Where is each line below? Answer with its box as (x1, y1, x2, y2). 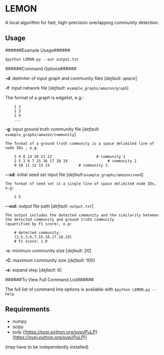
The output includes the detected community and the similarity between (5, 212, 159, 217)
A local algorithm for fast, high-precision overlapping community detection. (5, 19, 159, 25)
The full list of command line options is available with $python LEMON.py (5, 286, 151, 292)
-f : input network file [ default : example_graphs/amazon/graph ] (5, 85, 129, 91)
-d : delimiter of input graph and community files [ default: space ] (5, 75, 138, 81)
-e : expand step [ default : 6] (5, 267, 62, 273)
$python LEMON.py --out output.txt (5, 57, 79, 62)
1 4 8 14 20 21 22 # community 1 (14, 154, 126, 159)
